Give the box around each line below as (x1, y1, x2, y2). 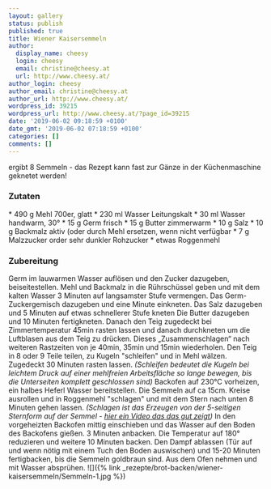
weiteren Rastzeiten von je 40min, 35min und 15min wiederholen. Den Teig (8, 342, 257, 352)
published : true (8, 27, 63, 35)
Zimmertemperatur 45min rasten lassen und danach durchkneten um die (8, 325, 251, 335)
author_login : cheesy (8, 79, 82, 87)
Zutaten (8, 191, 40, 202)
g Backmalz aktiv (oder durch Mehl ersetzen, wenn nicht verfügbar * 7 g (8, 226, 249, 236)
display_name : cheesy (15, 49, 89, 57)
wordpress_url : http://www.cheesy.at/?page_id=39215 (8, 110, 190, 118)
